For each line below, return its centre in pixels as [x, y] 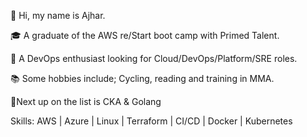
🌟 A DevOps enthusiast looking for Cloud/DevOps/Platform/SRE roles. [154, 58]
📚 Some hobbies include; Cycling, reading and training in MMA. [142, 78]
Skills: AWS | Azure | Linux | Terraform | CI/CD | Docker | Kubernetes [151, 121]
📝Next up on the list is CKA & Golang [86, 101]
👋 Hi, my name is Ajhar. [58, 15]
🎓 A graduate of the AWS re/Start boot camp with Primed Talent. [145, 35]
